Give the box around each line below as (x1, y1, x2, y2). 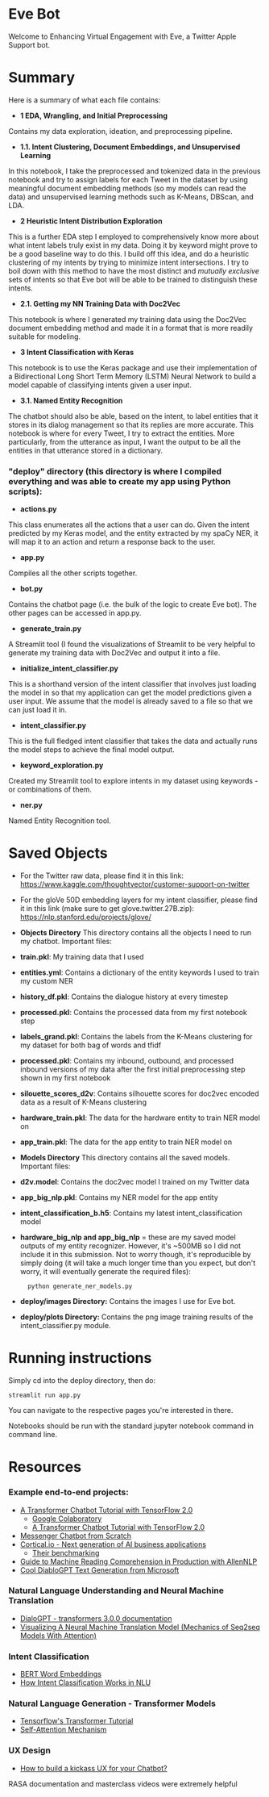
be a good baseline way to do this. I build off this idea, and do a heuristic (8, 249, 250, 258)
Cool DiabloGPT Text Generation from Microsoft (19, 1565, 180, 1574)
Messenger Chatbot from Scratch (19, 1531, 131, 1540)
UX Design (8, 1745, 51, 1756)
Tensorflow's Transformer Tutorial (19, 1716, 134, 1726)
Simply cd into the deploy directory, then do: (8, 1376, 155, 1385)
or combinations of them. (8, 784, 93, 795)
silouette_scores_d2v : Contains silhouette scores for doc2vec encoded (19, 1089, 259, 1098)
